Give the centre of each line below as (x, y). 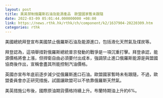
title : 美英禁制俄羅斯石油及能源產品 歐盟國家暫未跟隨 (54, 14)
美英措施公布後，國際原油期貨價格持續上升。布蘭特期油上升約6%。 (72, 91)
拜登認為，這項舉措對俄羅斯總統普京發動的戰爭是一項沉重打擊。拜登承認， (79, 52)
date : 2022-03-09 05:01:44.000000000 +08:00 (51, 18)
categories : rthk (23, 28)
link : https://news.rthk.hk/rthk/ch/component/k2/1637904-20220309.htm (79, 23)
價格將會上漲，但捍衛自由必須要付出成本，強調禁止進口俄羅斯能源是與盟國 (83, 58)
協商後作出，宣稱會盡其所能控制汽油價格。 (48, 64)
